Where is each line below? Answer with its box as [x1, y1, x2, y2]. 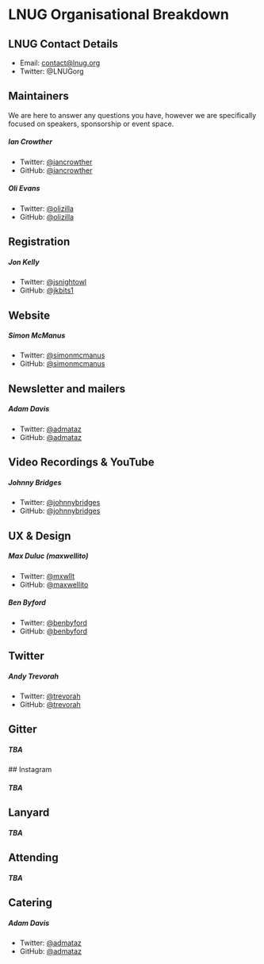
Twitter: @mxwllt [19, 571, 75, 580]
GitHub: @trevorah [19, 699, 81, 709]
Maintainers [8, 90, 70, 103]
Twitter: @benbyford [19, 618, 87, 627]
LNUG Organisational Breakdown [8, 6, 230, 24]
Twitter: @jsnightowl [19, 277, 87, 287]
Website [8, 308, 50, 322]
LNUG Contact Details [8, 37, 119, 51]
